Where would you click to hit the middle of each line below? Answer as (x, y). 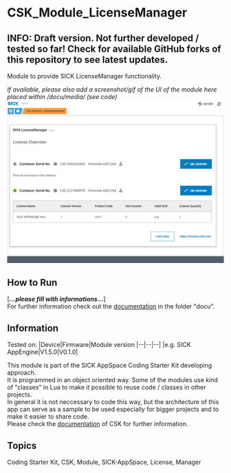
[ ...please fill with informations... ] (56, 299)
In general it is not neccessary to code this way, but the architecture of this (113, 402)
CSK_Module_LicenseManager (97, 13)
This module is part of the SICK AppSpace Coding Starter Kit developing (110, 366)
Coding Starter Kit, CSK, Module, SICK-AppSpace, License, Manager (104, 462)
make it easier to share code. (48, 417)
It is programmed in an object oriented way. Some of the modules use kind (113, 380)
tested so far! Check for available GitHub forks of (114, 49)
